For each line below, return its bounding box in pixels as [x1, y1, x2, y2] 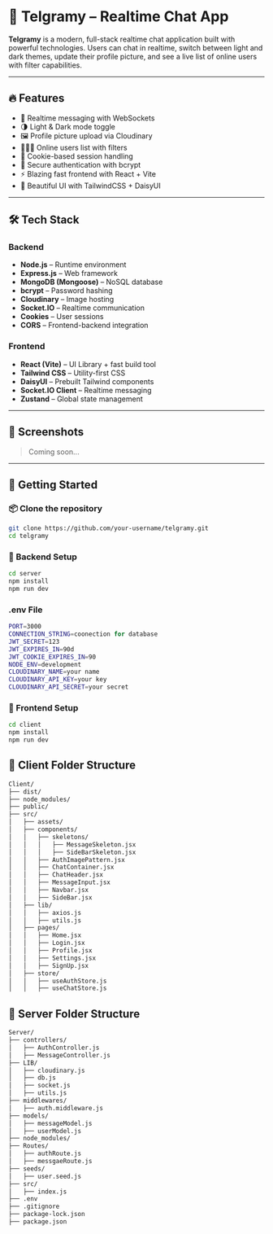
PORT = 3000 [8, 623, 42, 631]
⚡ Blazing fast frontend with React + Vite [19, 168, 157, 178]
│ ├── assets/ [8, 818, 63, 826]
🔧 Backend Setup [8, 551, 77, 562]
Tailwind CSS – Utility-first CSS [19, 368, 126, 378]
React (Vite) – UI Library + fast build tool [19, 359, 157, 369]
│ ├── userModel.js [8, 1127, 82, 1135]
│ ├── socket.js [8, 1082, 71, 1090]
